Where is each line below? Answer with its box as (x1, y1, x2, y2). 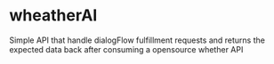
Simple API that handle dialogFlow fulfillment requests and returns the (9, 35, 265, 45)
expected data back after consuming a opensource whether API (9, 44, 244, 54)
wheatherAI (9, 5, 98, 26)
